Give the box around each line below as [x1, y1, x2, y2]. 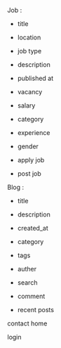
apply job [17, 156, 45, 164]
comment [17, 292, 46, 300]
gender [17, 142, 39, 150]
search [17, 278, 38, 287]
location [17, 33, 41, 41]
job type [17, 47, 42, 55]
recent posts [17, 306, 55, 314]
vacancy [17, 88, 43, 96]
